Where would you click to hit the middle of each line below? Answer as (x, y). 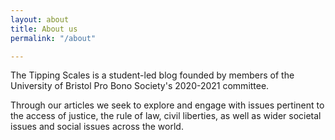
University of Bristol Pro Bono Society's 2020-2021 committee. (140, 86)
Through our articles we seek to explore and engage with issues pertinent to (167, 105)
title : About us (44, 29)
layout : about (40, 19)
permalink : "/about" (53, 38)
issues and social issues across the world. (97, 127)
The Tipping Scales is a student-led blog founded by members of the (152, 75)
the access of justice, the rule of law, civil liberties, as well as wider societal (166, 116)
